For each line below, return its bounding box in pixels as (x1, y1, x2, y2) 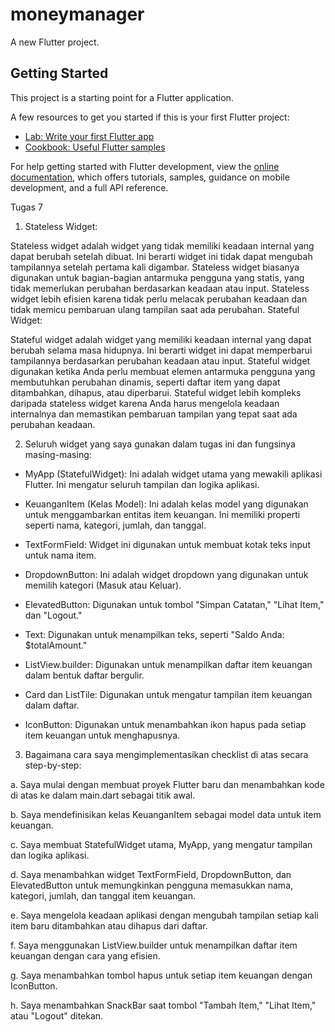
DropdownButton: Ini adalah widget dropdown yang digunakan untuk (24, 568, 309, 580)
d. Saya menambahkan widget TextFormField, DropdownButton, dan (10, 868, 292, 880)
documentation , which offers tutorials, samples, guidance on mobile (10, 171, 290, 183)
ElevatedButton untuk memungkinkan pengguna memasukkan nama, (10, 879, 294, 891)
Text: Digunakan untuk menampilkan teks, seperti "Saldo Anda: (24, 628, 285, 640)
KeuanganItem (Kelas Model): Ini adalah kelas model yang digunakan (24, 498, 309, 510)
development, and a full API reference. (10, 181, 169, 193)
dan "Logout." (24, 609, 83, 621)
